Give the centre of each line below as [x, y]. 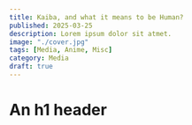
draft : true [31, 67]
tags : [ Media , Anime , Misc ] [61, 50]
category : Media [39, 58]
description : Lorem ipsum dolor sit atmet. [91, 33]
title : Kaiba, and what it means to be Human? [96, 17]
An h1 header [58, 110]
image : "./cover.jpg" [49, 42]
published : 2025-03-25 [51, 26]
